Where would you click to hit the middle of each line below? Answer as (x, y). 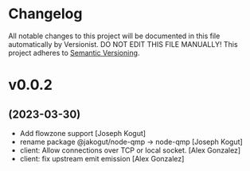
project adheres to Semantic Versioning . (74, 52)
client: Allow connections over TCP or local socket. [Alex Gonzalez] (130, 150)
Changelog (45, 14)
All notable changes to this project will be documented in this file (114, 36)
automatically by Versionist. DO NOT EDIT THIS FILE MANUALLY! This (123, 44)
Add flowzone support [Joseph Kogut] (82, 133)
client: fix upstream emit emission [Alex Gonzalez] (102, 158)
